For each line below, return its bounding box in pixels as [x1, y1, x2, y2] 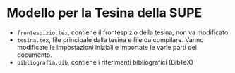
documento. [16, 51, 52, 59]
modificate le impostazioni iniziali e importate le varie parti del [16, 43, 197, 51]
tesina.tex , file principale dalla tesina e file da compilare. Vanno [16, 35, 204, 44]
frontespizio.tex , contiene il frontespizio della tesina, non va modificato [16, 28, 229, 36]
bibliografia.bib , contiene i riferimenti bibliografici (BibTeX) [16, 58, 193, 66]
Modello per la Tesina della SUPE [6, 5, 203, 21]
